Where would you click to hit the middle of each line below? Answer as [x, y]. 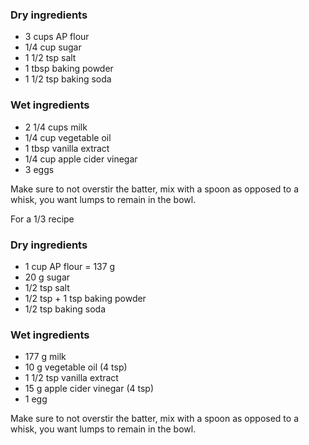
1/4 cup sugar [53, 47]
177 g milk [45, 357]
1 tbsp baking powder [69, 69]
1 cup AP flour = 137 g [70, 266]
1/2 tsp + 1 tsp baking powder [85, 298]
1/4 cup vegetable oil [68, 137]
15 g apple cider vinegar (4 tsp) [89, 389]
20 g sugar [47, 277]
